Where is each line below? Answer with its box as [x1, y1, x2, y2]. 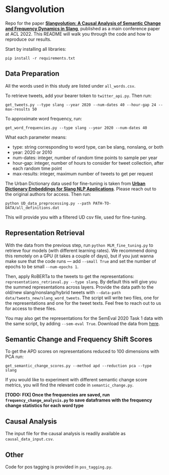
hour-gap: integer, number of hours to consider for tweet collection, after [12, 160, 164, 166]
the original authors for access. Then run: [5, 191, 92, 197]
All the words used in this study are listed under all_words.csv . [5, 83, 136, 89]
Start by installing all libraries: [5, 46, 66, 52]
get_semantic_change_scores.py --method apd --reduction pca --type [5, 364, 152, 369]
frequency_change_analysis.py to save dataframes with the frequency [5, 397, 152, 403]
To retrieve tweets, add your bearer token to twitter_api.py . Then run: [5, 92, 152, 99]
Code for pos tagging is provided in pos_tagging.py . [5, 464, 113, 469]
